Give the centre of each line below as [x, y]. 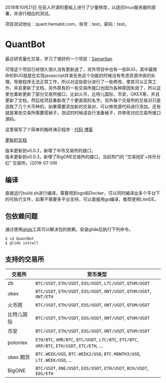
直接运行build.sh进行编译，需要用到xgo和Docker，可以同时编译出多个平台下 [83, 193]
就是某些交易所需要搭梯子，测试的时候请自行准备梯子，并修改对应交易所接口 [83, 113]
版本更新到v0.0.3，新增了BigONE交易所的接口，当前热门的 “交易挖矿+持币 [81, 157]
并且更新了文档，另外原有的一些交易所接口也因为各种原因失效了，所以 [85, 88]
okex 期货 [19, 357]
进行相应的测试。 [35, 13]
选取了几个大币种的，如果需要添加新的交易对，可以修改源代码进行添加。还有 [83, 106]
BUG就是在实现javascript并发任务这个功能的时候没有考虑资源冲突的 [83, 75]
